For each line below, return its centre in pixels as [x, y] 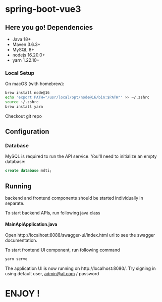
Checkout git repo [24, 116]
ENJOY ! [23, 294]
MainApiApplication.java [31, 224]
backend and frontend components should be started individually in [74, 198]
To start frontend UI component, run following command [63, 250]
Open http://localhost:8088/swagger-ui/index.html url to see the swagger [80, 235]
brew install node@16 [27, 93]
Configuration [27, 132]
